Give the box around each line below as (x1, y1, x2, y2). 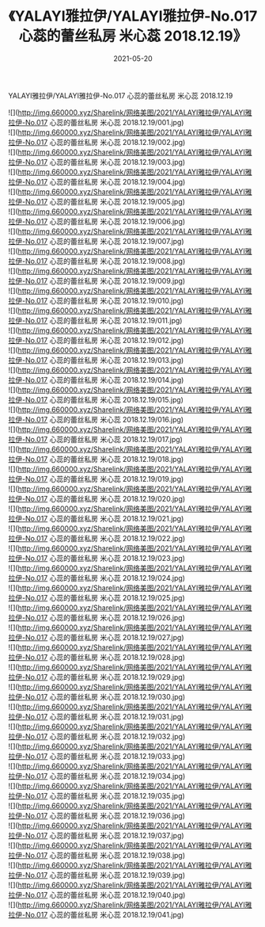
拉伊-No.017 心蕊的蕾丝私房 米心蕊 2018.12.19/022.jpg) (8, 533, 186, 543)
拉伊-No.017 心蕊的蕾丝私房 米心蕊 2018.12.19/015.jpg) (8, 395, 184, 404)
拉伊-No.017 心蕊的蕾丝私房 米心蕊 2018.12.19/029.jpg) (8, 672, 186, 681)
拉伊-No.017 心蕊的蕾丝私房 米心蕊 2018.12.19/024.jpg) (8, 573, 186, 582)
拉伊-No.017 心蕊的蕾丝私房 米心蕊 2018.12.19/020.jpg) (8, 494, 186, 503)
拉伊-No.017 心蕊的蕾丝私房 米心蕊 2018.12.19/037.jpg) (8, 830, 184, 840)
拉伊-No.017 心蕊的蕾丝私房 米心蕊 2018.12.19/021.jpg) (8, 513, 184, 523)
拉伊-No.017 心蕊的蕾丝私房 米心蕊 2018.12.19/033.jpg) (8, 751, 186, 761)
